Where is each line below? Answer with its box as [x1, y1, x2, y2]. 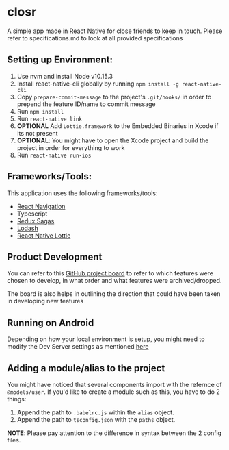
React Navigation [16, 202, 66, 210]
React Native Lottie [16, 231, 71, 240]
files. [7, 436, 21, 444]
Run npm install [16, 107, 64, 115]
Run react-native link [16, 114, 82, 123]
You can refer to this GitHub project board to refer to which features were [7, 269, 214, 277]
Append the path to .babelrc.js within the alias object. [16, 408, 174, 416]
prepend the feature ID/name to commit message [16, 100, 156, 108]
